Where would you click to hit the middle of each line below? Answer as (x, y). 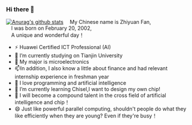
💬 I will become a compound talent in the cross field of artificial (90, 95)
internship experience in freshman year (62, 77)
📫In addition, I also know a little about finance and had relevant (91, 68)
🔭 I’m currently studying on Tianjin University (69, 55)
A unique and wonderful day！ (48, 35)
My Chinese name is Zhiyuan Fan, (111, 22)
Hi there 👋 (20, 9)
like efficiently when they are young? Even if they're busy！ (86, 116)
